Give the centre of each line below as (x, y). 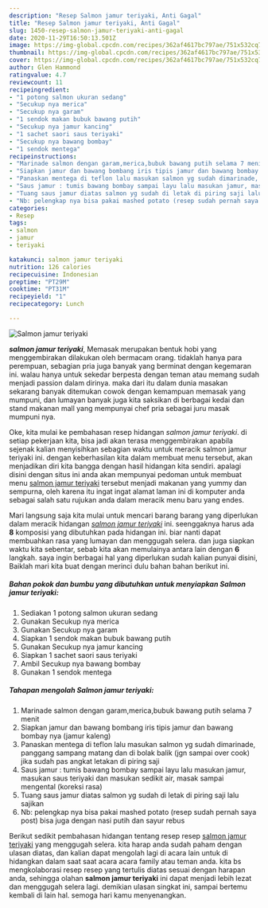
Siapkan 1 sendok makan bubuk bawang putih (96, 638)
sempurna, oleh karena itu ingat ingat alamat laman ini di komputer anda (127, 491)
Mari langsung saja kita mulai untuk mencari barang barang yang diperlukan (134, 515)
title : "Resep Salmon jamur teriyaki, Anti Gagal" (95, 23)
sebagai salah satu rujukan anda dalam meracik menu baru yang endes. (127, 499)
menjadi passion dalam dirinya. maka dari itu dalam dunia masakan (118, 382)
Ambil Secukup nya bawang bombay (81, 663)
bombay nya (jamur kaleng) (66, 736)
